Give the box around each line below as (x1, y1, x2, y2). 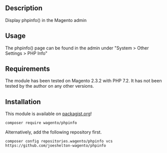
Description (5, 4, 42, 12)
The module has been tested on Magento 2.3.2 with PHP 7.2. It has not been (5, 78, 162, 84)
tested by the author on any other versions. (5, 83, 94, 89)
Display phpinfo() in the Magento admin (5, 17, 86, 23)
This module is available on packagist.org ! (5, 111, 92, 117)
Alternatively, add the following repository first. (5, 129, 102, 135)
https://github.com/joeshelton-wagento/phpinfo (5, 143, 106, 149)
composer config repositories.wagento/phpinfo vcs (5, 139, 113, 144)
